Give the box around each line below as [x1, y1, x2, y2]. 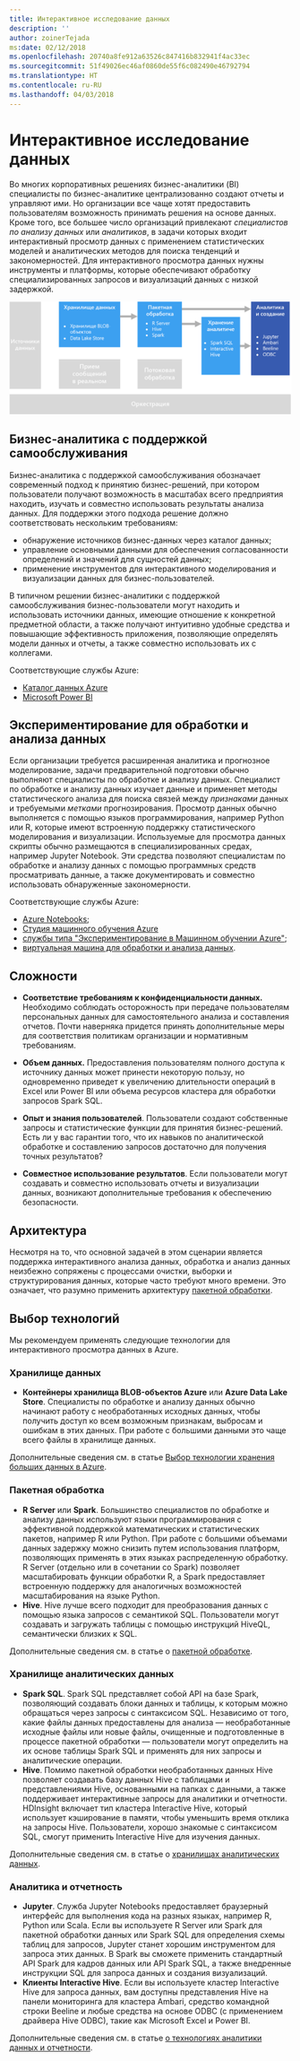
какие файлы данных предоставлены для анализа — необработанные [21, 1717, 291, 1727]
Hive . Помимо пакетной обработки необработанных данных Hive [21, 1764, 273, 1775]
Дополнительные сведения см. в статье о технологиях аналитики [9, 2032, 262, 2044]
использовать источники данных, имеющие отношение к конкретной [9, 609, 276, 620]
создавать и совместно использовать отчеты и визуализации [21, 1178, 260, 1188]
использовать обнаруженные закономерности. [9, 879, 191, 890]
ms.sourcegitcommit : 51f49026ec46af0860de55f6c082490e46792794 [9, 62, 251, 71]
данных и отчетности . [9, 2042, 93, 2053]
